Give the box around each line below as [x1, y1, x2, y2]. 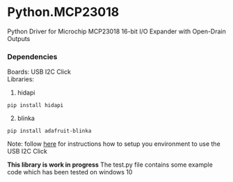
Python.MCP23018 [7, 4, 120, 20]
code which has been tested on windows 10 [7, 168, 133, 176]
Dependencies [7, 51, 58, 61]
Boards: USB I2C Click [7, 67, 72, 76]
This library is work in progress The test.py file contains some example [7, 160, 214, 169]
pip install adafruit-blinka [7, 128, 92, 135]
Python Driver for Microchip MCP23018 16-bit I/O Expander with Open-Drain [7, 27, 226, 35]
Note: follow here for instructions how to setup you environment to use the [7, 140, 220, 148]
